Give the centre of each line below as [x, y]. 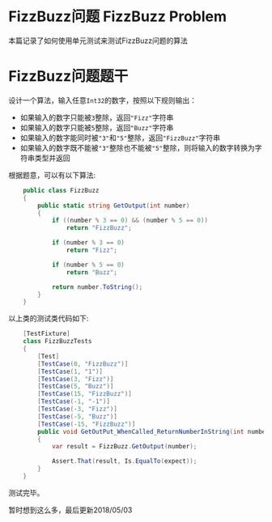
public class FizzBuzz [61, 190]
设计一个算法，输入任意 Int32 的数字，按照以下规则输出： [102, 100]
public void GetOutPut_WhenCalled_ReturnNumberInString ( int [141, 431]
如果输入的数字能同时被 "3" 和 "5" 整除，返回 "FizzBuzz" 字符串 [120, 138]
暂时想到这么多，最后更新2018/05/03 [70, 510]
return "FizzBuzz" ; [99, 228]
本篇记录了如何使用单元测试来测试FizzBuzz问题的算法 [98, 40]
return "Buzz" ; [91, 272]
